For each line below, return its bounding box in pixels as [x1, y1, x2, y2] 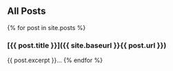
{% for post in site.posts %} [7, 23, 86, 31]
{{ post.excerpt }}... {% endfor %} [7, 56, 103, 64]
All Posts [7, 5, 46, 17]
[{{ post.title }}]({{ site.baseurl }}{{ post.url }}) [7, 40, 167, 50]
